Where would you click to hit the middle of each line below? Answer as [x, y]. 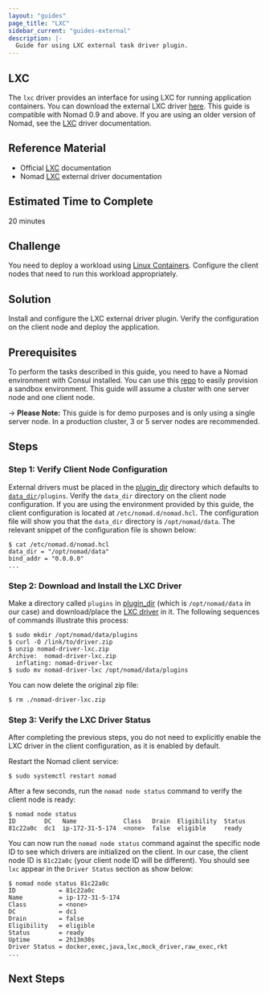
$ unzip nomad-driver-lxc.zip [59, 649]
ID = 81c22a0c [51, 891]
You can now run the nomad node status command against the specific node [134, 844]
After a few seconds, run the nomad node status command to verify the [125, 791]
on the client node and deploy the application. [84, 327]
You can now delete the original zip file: [73, 684]
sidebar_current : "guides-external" [69, 31]
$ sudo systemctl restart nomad [62, 776]
